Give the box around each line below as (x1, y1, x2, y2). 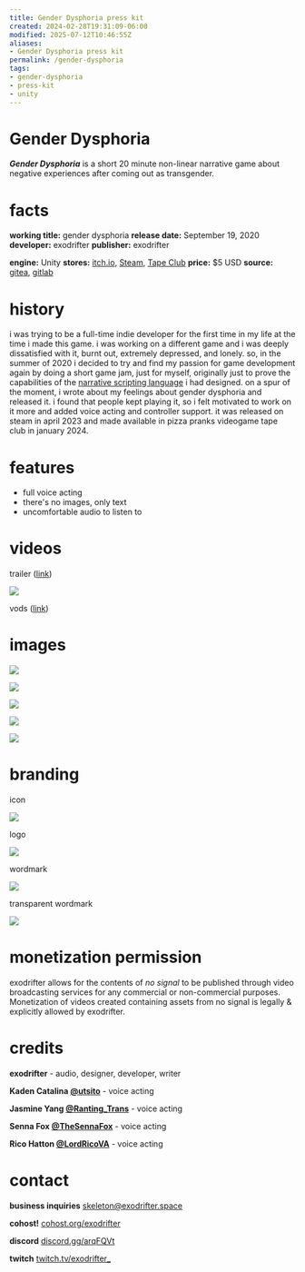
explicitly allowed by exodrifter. (9, 1006, 125, 1017)
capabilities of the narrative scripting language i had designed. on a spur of (9, 377, 290, 388)
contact (9, 1170, 70, 1191)
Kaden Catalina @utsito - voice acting (9, 1085, 154, 1096)
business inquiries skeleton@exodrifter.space (9, 1200, 183, 1211)
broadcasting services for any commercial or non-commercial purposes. (9, 987, 281, 998)
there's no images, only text (22, 497, 127, 508)
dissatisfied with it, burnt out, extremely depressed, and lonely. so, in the (9, 348, 281, 359)
